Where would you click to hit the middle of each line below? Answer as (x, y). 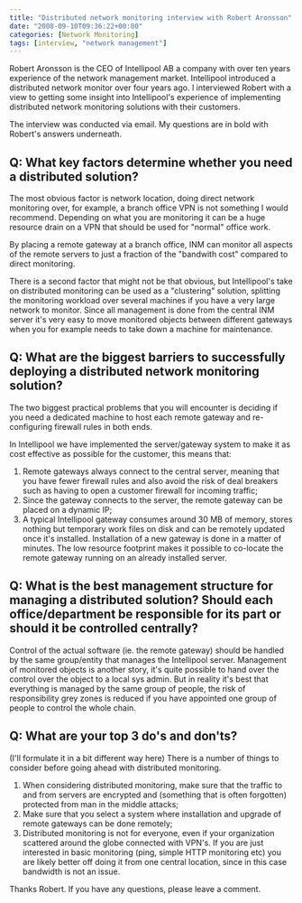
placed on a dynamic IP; (67, 509)
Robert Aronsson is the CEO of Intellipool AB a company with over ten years (150, 69)
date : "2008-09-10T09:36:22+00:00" (76, 26)
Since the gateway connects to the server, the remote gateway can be (152, 500)
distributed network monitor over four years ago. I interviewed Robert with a (150, 88)
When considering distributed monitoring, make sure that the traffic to (152, 785)
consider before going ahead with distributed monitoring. (115, 768)
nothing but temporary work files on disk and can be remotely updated (154, 528)
